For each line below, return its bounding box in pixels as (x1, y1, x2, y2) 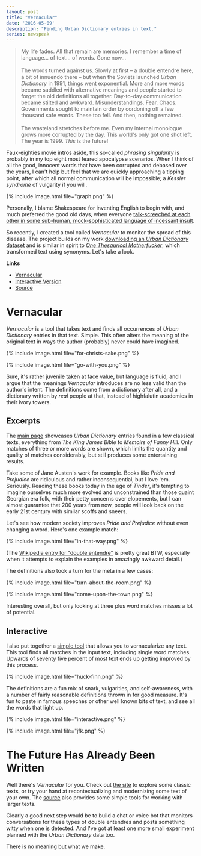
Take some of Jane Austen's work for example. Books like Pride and (6, 469, 175, 476)
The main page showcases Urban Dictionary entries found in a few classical (6, 432, 195, 439)
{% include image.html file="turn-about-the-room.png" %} (6, 579, 152, 586)
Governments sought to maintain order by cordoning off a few (20, 105, 174, 113)
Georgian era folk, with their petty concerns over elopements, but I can (6, 495, 182, 502)
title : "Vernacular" (6, 14, 58, 20)
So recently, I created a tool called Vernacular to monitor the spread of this (6, 229, 191, 236)
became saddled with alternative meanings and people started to (20, 86, 182, 93)
